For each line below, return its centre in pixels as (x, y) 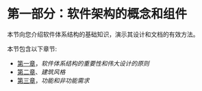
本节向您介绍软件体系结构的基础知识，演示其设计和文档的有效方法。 (103, 34)
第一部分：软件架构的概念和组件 (97, 14)
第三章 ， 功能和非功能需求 (53, 80)
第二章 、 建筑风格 (41, 72)
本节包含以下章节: (32, 49)
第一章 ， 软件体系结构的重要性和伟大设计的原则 (83, 63)
